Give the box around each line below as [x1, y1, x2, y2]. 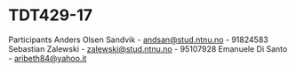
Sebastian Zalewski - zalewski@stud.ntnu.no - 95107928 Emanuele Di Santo [8, 43, 288, 54]
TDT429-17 [8, 5, 93, 25]
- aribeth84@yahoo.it [8, 53, 87, 63]
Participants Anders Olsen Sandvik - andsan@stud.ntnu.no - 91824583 [8, 34, 268, 45]
